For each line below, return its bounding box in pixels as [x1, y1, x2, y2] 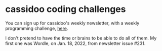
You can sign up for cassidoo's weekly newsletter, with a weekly [5, 20, 140, 26]
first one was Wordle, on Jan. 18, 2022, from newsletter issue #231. [5, 40, 146, 46]
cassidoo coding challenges [5, 3, 126, 15]
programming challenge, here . [5, 25, 68, 31]
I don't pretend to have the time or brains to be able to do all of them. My [5, 35, 157, 41]
